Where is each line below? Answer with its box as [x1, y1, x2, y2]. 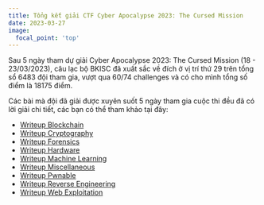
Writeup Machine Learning [19, 154, 107, 164]
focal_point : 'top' [15, 33, 80, 42]
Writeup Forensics [19, 137, 80, 147]
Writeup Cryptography [19, 129, 94, 138]
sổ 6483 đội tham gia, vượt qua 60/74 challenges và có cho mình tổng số [8, 72, 248, 82]
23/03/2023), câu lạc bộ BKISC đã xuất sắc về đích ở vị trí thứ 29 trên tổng [8, 64, 254, 74]
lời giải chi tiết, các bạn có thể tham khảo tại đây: [8, 105, 169, 114]
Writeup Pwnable [19, 171, 76, 180]
